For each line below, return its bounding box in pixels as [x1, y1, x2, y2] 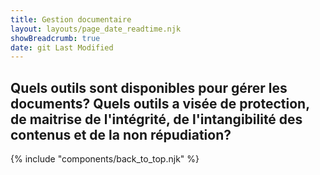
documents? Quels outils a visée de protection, [10, 95, 310, 112]
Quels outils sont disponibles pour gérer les [10, 79, 288, 96]
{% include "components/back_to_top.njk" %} [10, 153, 200, 165]
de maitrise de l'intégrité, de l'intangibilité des [10, 111, 303, 128]
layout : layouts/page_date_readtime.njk [10, 24, 182, 34]
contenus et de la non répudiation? [10, 126, 232, 143]
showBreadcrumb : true [10, 33, 101, 43]
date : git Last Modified [10, 42, 114, 53]
